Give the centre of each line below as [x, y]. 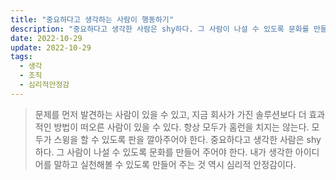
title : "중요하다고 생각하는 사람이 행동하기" [92, 19]
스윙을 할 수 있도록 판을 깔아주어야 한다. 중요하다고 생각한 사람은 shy [187, 139]
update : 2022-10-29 [51, 47]
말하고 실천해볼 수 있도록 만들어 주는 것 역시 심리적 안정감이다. [175, 164]
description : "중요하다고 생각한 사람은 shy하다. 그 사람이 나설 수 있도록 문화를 [160, 29]
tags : [21, 57]
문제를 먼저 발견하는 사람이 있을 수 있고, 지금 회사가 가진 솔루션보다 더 [170, 114]
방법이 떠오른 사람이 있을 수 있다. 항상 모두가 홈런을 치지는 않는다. [181, 127]
